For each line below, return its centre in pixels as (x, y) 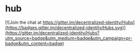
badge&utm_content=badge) (35, 43)
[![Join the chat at (23, 22)
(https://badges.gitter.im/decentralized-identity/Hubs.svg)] (66, 27)
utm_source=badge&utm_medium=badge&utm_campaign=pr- (69, 38)
